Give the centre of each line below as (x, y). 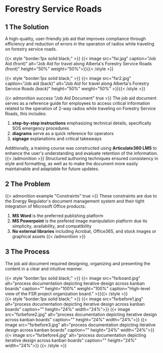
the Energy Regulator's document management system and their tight (75, 201)
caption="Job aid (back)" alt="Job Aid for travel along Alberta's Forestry (77, 83)
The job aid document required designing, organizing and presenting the (78, 263)
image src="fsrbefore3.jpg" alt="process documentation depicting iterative (80, 325)
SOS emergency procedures (41, 128)
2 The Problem (27, 184)
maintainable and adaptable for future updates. (52, 169)
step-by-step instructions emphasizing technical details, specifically (82, 123)
